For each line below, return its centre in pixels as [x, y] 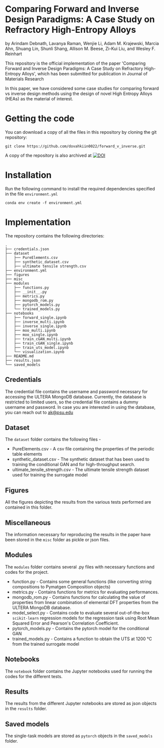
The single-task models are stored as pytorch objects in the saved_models [79, 736]
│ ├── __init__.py [26, 292]
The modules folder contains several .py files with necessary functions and [80, 567]
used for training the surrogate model [50, 475]
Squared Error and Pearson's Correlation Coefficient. [65, 623]
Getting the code [40, 119]
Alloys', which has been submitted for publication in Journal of [85, 73]
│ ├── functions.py [27, 287]
